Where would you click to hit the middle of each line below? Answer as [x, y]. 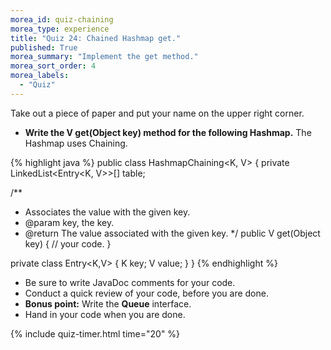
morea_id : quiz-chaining [62, 19]
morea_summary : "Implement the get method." [104, 57]
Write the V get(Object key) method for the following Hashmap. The [168, 132]
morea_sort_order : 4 [53, 66]
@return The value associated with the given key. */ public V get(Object [172, 233]
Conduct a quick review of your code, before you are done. [146, 293]
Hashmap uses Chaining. [76, 143]
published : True [44, 47]
